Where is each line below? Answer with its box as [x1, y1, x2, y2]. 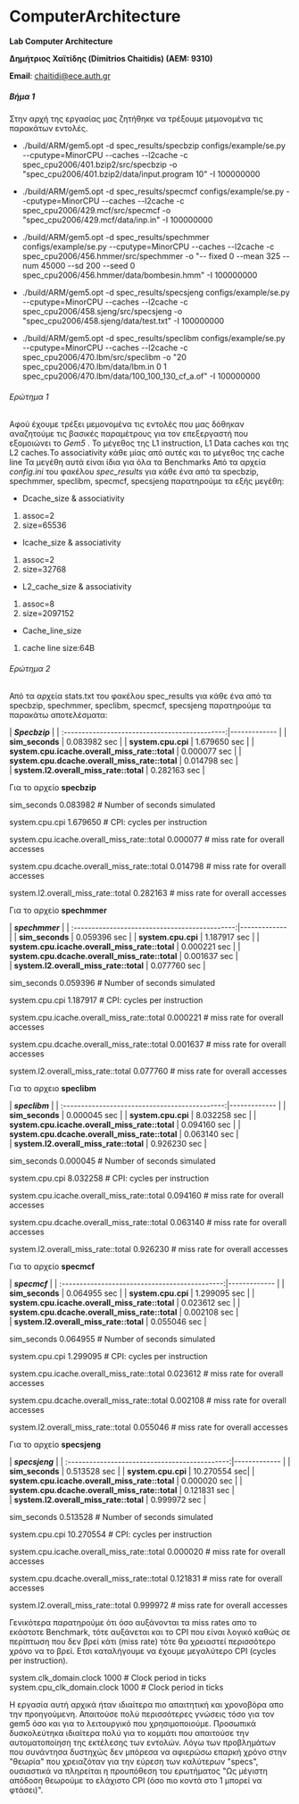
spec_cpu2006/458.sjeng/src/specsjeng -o [21, 305, 183, 316]
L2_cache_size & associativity [21, 581, 132, 592]
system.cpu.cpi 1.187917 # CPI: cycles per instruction [9, 995, 203, 1006]
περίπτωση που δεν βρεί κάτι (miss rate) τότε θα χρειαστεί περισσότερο [9, 1636, 277, 1647]
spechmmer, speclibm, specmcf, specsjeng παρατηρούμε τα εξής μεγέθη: [9, 476, 285, 487]
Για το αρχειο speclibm [9, 1083, 96, 1094]
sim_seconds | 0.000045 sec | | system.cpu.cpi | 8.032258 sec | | [9, 1110, 257, 1121]
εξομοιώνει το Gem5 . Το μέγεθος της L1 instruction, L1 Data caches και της [9, 438, 289, 448]
